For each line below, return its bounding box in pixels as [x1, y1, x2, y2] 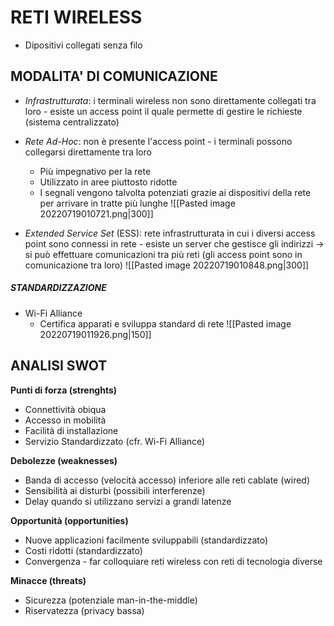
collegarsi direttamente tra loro [24, 146, 152, 158]
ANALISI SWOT [10, 357, 108, 375]
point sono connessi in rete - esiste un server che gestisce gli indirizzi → [24, 237, 325, 250]
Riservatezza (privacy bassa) [24, 604, 145, 616]
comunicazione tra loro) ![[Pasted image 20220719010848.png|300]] [24, 259, 310, 271]
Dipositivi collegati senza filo [24, 39, 143, 51]
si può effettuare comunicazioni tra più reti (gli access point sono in [24, 248, 303, 260]
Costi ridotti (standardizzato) [24, 544, 143, 556]
